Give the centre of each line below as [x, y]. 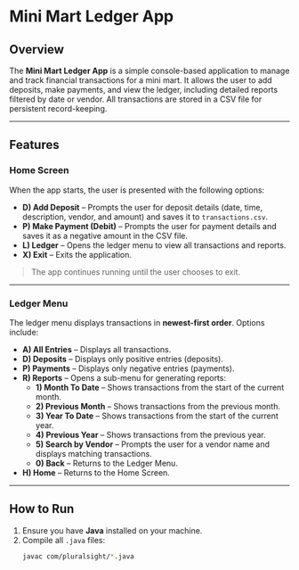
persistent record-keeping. [58, 108]
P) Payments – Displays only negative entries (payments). [128, 368]
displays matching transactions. [94, 453]
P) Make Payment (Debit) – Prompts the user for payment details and [149, 226]
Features [34, 145]
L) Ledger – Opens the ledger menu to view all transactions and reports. [154, 245]
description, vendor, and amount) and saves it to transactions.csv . [145, 217]
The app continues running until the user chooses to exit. [136, 272]
